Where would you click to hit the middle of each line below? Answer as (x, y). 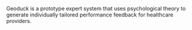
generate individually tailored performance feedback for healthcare (90, 15)
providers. (19, 21)
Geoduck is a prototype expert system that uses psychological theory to (96, 9)
